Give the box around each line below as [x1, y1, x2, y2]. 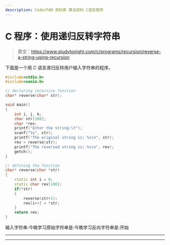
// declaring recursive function [5, 88, 76, 93]
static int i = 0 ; [14, 177, 53, 182]
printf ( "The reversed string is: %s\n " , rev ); [14, 144, 114, 150]
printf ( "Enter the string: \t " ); [14, 126, 82, 131]
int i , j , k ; [14, 112, 42, 117]
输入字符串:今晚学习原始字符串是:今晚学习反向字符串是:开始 [5, 224, 129, 230]
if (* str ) [14, 186, 33, 191]
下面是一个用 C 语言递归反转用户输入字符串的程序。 [5, 64, 113, 71]
